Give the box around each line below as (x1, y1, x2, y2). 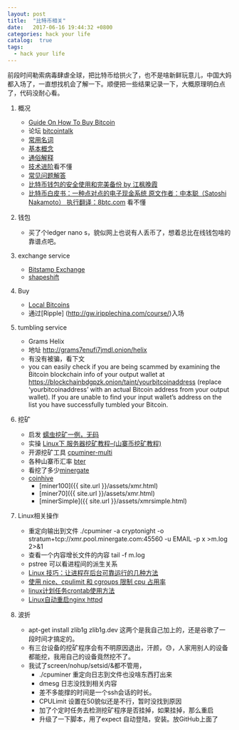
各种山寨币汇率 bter (28, 457, 86, 465)
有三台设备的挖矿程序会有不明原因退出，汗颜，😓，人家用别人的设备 (28, 643, 229, 652)
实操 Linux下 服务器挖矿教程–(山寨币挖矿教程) (28, 439, 162, 447)
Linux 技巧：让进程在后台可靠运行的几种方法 (28, 568, 159, 577)
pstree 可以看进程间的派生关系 (28, 559, 118, 568)
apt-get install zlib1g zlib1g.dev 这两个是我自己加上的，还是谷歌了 (28, 625, 220, 634)
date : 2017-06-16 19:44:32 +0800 (7, 24, 113, 31)
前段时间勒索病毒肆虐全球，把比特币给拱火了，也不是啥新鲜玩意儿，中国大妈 (7, 71, 232, 79)
